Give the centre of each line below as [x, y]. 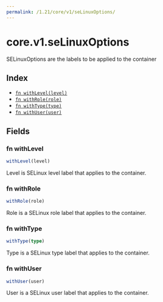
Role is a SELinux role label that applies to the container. [76, 213]
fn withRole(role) [38, 100]
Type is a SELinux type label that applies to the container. [78, 253]
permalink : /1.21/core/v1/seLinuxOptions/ [61, 12]
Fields [18, 131]
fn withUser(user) [38, 113]
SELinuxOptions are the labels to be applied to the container [81, 59]
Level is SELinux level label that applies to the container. [76, 173]
